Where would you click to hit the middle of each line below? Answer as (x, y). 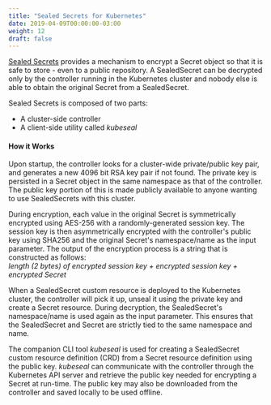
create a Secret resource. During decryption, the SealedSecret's (115, 308)
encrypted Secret (38, 275)
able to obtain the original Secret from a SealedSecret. (99, 88)
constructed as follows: (47, 257)
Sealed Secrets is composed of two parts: (78, 103)
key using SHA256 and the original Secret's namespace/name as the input (132, 240)
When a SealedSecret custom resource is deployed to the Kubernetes (125, 291)
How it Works (32, 146)
